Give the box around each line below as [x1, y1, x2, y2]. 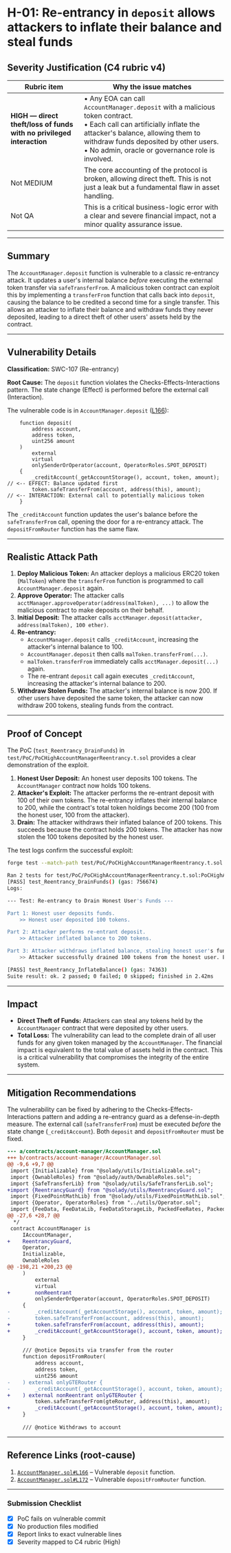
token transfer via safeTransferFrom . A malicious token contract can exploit [7, 283, 220, 291]
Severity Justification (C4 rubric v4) [7, 61, 166, 73]
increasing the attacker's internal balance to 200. [27, 680, 167, 688]
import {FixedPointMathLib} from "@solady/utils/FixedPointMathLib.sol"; [10, 1193, 226, 1200]
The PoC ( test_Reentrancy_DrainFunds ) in [7, 746, 125, 755]
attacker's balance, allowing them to [83, 128, 201, 137]
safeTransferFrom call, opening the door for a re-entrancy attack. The [7, 517, 204, 526]
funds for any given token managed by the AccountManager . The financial [16, 1038, 222, 1047]
